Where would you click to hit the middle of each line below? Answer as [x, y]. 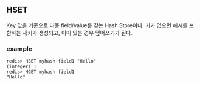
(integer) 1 [21, 67]
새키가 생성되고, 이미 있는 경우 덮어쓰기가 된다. [77, 33]
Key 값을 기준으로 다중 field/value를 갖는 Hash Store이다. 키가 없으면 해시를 [97, 25]
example [19, 49]
